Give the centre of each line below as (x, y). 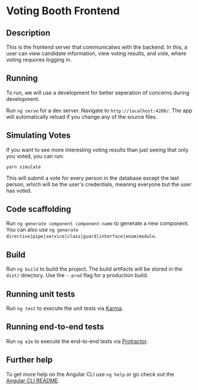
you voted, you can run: (35, 156)
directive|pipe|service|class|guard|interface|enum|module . (81, 236)
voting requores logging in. (39, 60)
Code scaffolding (39, 209)
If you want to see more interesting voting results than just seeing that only (97, 150)
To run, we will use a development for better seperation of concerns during (98, 93)
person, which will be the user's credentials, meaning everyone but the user (99, 184)
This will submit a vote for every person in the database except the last (92, 178)
